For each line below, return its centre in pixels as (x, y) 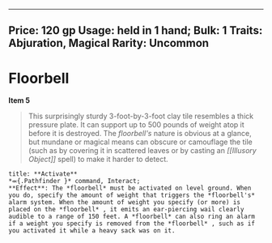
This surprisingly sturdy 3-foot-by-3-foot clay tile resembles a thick (140, 116)
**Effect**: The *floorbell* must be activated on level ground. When (130, 188)
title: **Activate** (43, 174)
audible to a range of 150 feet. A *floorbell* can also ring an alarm (132, 217)
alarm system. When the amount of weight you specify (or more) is (125, 202)
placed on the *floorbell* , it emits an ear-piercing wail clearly (126, 210)
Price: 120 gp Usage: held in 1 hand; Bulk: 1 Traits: (136, 30)
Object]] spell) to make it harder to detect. (98, 160)
